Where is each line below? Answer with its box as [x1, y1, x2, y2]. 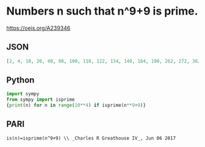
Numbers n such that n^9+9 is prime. [6, 4, 198, 18]
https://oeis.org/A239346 [6, 24, 71, 32]
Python [6, 75, 35, 86]
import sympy [6, 91, 40, 97]
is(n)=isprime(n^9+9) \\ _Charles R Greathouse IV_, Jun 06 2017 [6, 135, 176, 141]
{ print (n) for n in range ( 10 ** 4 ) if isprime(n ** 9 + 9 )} [6, 102, 146, 109]
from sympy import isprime [6, 97, 75, 103]
